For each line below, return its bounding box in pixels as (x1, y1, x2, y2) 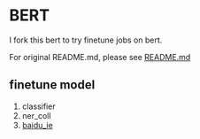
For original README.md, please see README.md (9, 51, 191, 62)
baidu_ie (21, 120, 53, 130)
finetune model (9, 77, 96, 93)
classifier (21, 101, 56, 112)
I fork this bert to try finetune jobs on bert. (9, 35, 163, 45)
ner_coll (21, 110, 51, 120)
